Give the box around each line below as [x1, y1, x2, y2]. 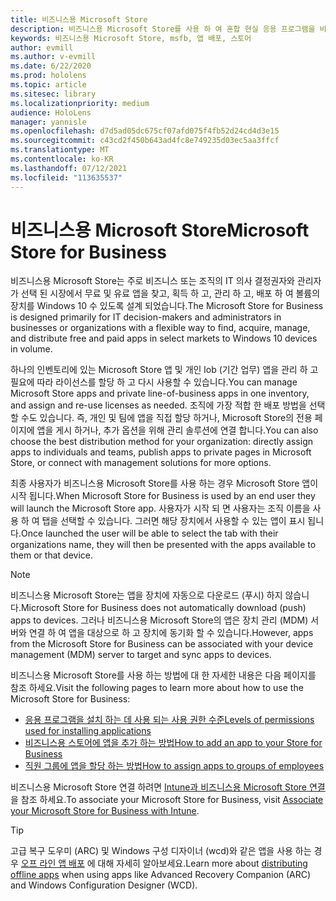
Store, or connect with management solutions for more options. [10, 457, 272, 469]
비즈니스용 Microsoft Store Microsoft [10, 219, 310, 241]
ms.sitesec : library [10, 89, 97, 99]
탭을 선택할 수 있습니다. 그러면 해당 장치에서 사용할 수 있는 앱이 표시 [41, 515, 306, 527]
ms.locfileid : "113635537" [10, 172, 123, 183]
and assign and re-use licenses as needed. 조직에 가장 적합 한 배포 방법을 [10, 399, 307, 411]
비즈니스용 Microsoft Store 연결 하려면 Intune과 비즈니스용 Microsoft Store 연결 [10, 781, 326, 793]
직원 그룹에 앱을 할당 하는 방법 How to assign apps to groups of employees [24, 760, 325, 772]
